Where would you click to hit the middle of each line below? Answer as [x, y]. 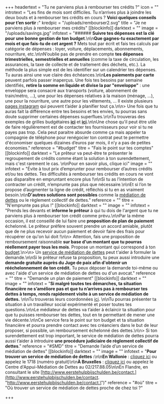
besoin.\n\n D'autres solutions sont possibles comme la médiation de [75, 195]
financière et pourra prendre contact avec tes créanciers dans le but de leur [82, 325]
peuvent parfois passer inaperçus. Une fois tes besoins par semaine [74, 80]
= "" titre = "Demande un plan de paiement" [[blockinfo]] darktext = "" [76, 278]
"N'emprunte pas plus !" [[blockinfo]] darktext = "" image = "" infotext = [78, 205]
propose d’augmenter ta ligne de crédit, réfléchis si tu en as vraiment [75, 189]
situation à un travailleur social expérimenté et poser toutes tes [69, 304]
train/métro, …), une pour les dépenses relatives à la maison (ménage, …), [80, 96]
